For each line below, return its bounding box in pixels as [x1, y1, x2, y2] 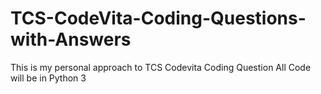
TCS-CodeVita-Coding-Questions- [10, 7, 307, 30]
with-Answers [10, 28, 132, 51]
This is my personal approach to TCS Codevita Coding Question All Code [10, 61, 312, 73]
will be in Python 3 [10, 72, 87, 84]
